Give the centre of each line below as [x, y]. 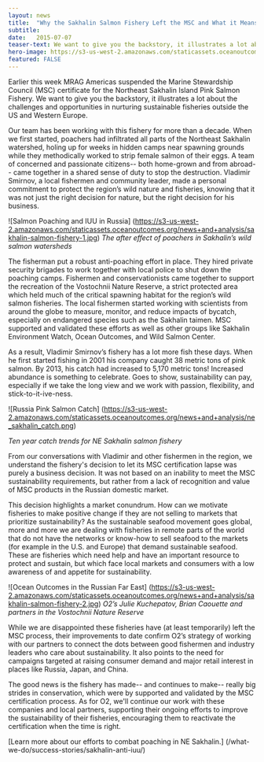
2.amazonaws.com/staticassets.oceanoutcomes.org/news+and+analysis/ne [132, 417]
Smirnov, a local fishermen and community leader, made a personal [117, 180]
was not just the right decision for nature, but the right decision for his [121, 197]
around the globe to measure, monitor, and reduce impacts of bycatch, [123, 311]
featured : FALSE [35, 60]
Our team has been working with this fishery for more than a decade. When [130, 130]
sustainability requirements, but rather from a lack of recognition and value [129, 481]
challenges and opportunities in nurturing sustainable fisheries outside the [128, 106]
